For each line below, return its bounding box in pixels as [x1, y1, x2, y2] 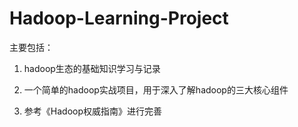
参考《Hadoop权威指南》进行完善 [23, 105, 162, 117]
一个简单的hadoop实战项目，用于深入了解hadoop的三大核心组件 [23, 83, 289, 96]
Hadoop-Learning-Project [9, 7, 229, 30]
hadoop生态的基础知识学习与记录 [23, 62, 161, 74]
